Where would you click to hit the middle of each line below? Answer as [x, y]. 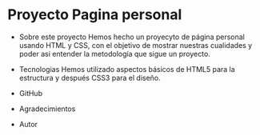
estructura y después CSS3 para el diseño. [90, 77]
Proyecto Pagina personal [95, 15]
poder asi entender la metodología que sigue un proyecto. [115, 54]
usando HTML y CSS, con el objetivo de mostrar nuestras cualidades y [136, 45]
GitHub [31, 93]
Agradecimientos [47, 109]
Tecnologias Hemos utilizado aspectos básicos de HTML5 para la [127, 69]
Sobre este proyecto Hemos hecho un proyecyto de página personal [132, 37]
